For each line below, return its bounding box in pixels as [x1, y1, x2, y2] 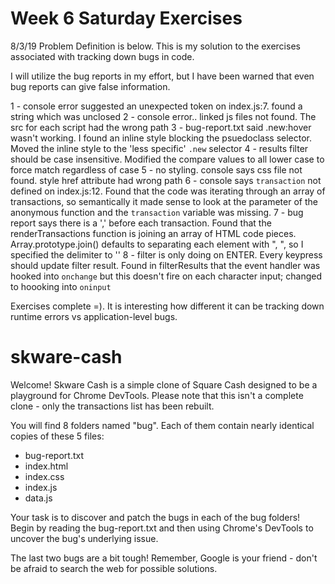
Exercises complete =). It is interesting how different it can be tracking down [10, 300, 325, 312]
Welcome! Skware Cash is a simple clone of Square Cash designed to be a [10, 378, 318, 391]
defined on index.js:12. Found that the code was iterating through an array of [10, 185, 326, 197]
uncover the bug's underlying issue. [10, 532, 159, 544]
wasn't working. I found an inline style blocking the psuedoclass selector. [10, 132, 313, 144]
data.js [24, 492, 53, 504]
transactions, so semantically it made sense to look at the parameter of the [10, 195, 318, 207]
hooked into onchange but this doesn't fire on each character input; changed [10, 270, 322, 282]
